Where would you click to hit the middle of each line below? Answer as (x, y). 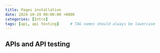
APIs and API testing (38, 44)
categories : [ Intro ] (27, 19)
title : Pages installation (33, 10)
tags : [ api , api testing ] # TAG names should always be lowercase (80, 24)
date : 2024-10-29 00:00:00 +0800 (40, 14)
